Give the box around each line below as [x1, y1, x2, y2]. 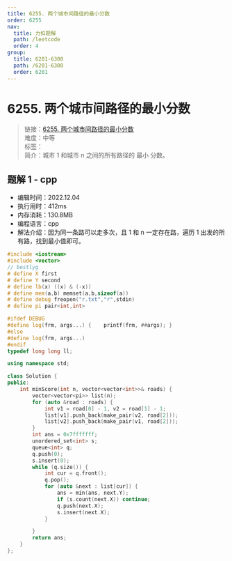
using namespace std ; [7, 360, 70, 367]
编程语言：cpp [17, 220, 59, 228]
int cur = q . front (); [44, 470, 108, 477]
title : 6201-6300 [13, 56, 64, 63]
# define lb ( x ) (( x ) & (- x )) [7, 283, 92, 290]
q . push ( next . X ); [56, 502, 104, 509]
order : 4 [13, 43, 39, 49]
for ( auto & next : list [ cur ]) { [44, 483, 138, 490]
